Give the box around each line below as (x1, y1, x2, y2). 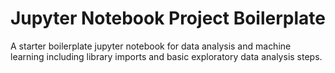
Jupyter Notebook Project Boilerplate (10, 7, 326, 30)
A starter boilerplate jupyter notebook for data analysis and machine (10, 40, 292, 52)
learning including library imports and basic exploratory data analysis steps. (10, 50, 323, 62)
